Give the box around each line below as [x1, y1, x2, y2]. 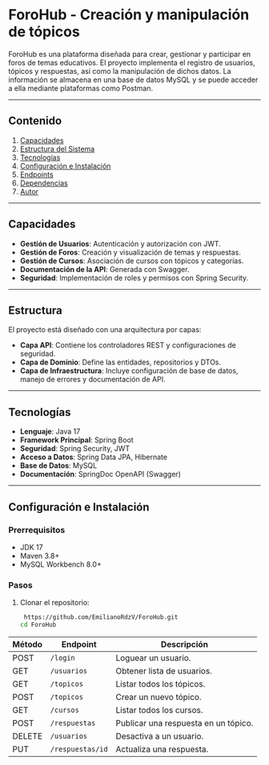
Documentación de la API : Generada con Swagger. [19, 264, 190, 274]
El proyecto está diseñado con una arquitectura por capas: [8, 325, 202, 335]
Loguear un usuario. [115, 652, 191, 663]
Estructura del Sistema [19, 144, 95, 153]
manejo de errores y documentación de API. [19, 375, 166, 385]
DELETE [12, 730, 42, 742]
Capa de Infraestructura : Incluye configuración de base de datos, [19, 366, 239, 376]
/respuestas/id [50, 744, 108, 754]
